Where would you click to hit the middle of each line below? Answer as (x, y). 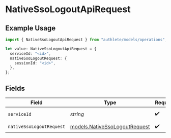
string (77, 114)
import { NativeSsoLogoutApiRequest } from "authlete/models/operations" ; (86, 40)
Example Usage (31, 28)
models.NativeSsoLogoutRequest (110, 127)
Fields (15, 88)
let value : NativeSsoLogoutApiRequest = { (51, 49)
